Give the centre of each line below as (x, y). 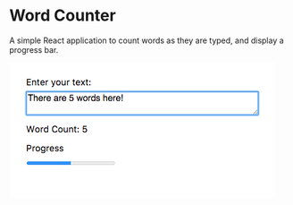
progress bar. (34, 49)
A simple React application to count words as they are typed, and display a (146, 40)
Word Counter (63, 16)
